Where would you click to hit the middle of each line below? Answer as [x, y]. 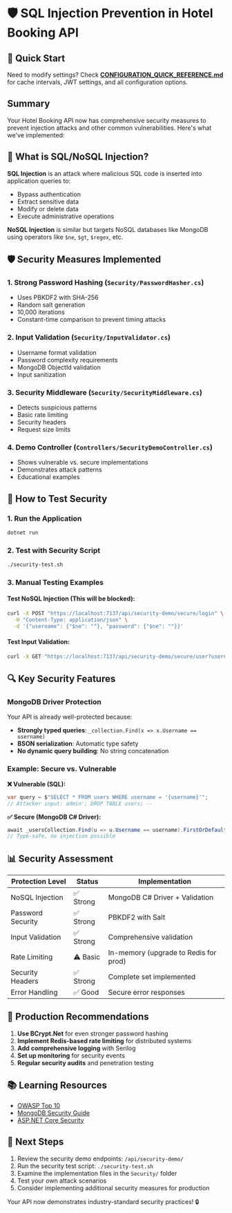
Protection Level [39, 882]
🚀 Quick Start [36, 58]
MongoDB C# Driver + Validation [161, 897]
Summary [29, 104]
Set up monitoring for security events [71, 1055]
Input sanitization [42, 374]
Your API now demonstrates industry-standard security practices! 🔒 [103, 1201]
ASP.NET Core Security [50, 1120]
